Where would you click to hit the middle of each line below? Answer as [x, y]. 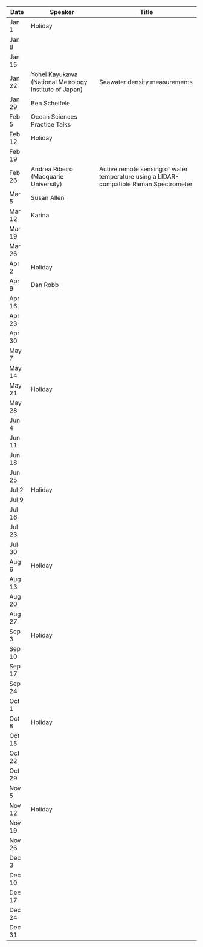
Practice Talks [51, 124]
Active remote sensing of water [144, 169]
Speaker [62, 12]
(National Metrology [59, 82]
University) [47, 184]
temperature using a [128, 177]
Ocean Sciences [54, 117]
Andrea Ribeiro [52, 169]
